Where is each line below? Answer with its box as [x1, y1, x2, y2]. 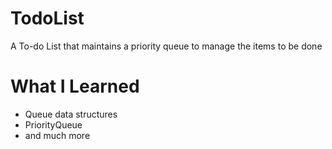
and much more [24, 129, 91, 141]
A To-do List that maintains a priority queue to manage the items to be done [10, 40, 323, 52]
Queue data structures [24, 108, 118, 120]
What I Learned [10, 75, 140, 98]
